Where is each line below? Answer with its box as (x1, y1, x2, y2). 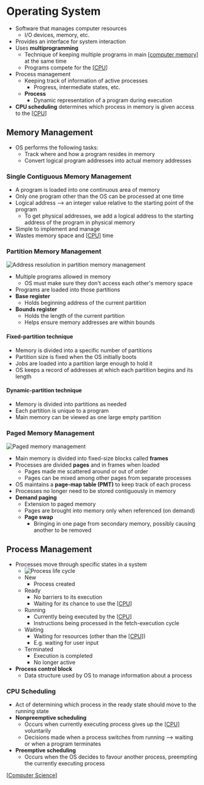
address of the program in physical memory (24, 219, 135, 226)
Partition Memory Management (6, 247, 102, 256)
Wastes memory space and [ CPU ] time (15, 232, 114, 239)
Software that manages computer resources (15, 25, 127, 32)
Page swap (24, 513, 53, 521)
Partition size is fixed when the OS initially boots (15, 353, 137, 360)
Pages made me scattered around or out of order (24, 468, 149, 475)
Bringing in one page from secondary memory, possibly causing (33, 520, 196, 527)
